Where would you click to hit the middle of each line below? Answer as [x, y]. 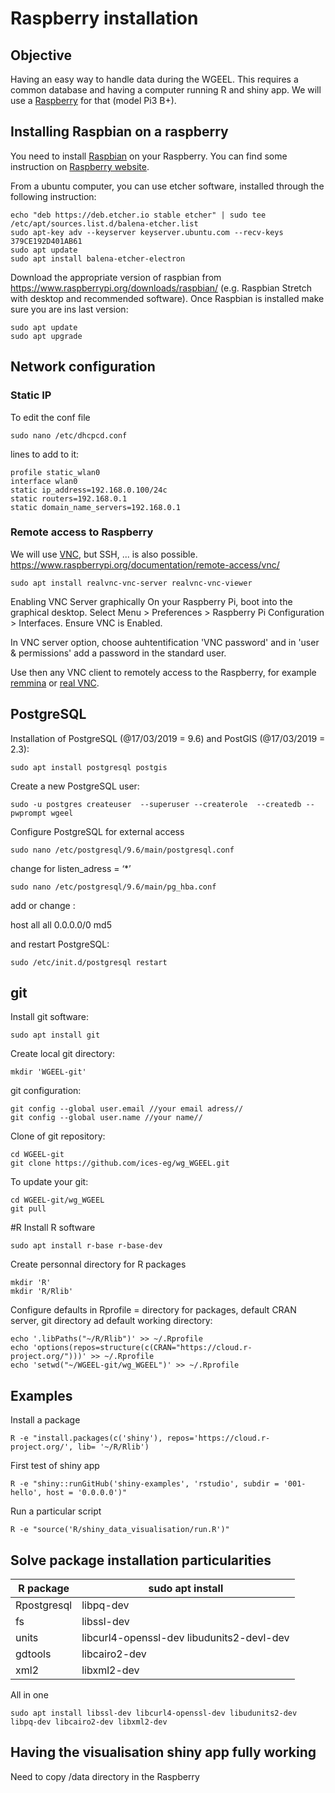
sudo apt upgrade [46, 336]
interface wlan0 [44, 481]
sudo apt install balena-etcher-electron [98, 258]
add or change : [43, 905]
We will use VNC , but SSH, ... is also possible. [104, 554]
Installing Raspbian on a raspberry [119, 132]
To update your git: [49, 1182]
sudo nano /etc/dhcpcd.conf [69, 435]
